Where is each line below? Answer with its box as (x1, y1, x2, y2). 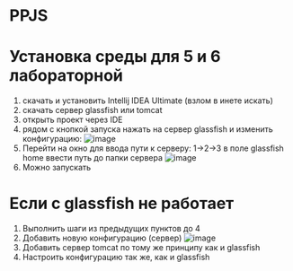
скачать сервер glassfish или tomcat (22, 105, 164, 116)
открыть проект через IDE (22, 114, 123, 126)
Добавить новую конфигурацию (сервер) (22, 232, 182, 243)
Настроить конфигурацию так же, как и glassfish (22, 252, 210, 263)
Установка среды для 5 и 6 (9, 47, 221, 67)
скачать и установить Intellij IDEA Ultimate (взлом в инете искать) (22, 95, 274, 106)
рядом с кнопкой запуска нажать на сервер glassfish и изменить (22, 124, 274, 135)
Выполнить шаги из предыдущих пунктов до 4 (22, 223, 200, 234)
